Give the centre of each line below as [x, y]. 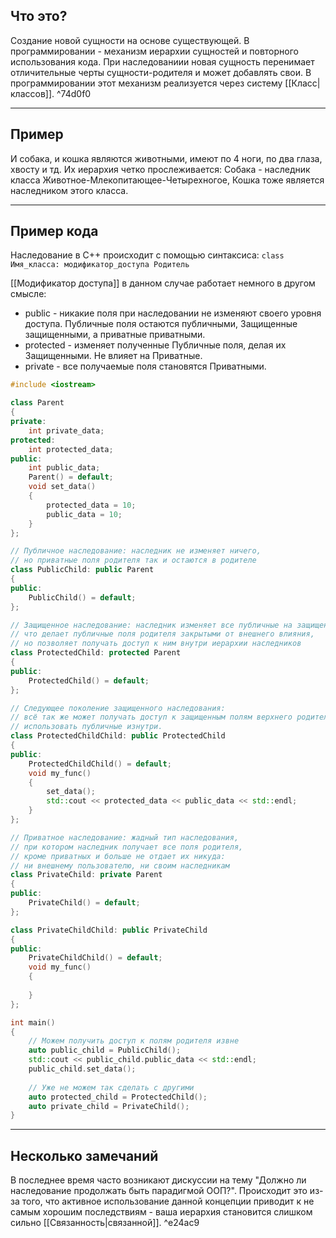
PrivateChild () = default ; [84, 903]
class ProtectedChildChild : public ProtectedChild [118, 736]
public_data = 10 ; [84, 514]
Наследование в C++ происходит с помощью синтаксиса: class [147, 255]
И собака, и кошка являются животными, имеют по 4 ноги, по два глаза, [166, 158]
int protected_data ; [71, 449]
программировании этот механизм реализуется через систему [146, 83]
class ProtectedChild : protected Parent [96, 653]
